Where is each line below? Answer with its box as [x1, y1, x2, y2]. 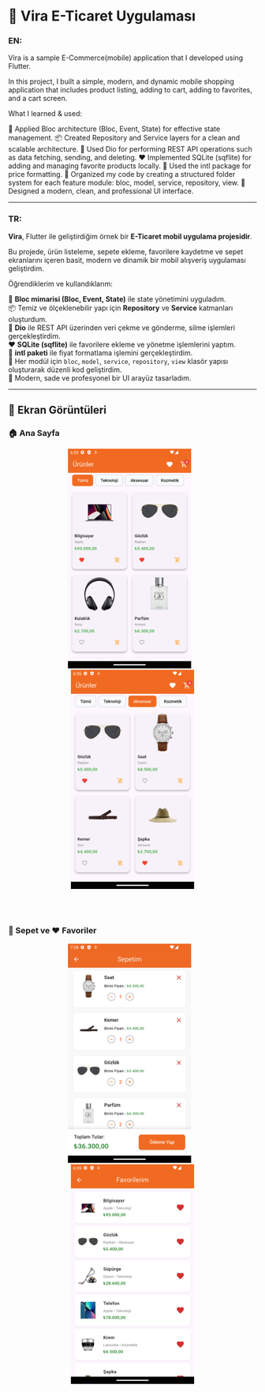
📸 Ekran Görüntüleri [8, 403, 106, 417]
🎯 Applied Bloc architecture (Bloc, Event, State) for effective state [8, 124, 221, 133]
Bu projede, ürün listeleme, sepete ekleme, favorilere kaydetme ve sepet [8, 246, 244, 256]
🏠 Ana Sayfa [8, 428, 61, 439]
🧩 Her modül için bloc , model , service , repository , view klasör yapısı [8, 356, 229, 366]
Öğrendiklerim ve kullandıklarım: [8, 279, 113, 288]
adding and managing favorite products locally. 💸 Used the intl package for [8, 161, 252, 171]
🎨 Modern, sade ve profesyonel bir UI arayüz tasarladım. [8, 373, 192, 382]
